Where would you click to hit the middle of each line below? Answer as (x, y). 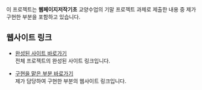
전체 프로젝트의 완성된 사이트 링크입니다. (62, 61)
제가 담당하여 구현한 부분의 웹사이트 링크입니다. (71, 81)
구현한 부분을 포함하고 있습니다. (43, 17)
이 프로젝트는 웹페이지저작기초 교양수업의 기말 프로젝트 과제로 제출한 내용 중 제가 (101, 9)
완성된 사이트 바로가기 (41, 53)
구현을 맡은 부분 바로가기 (44, 73)
